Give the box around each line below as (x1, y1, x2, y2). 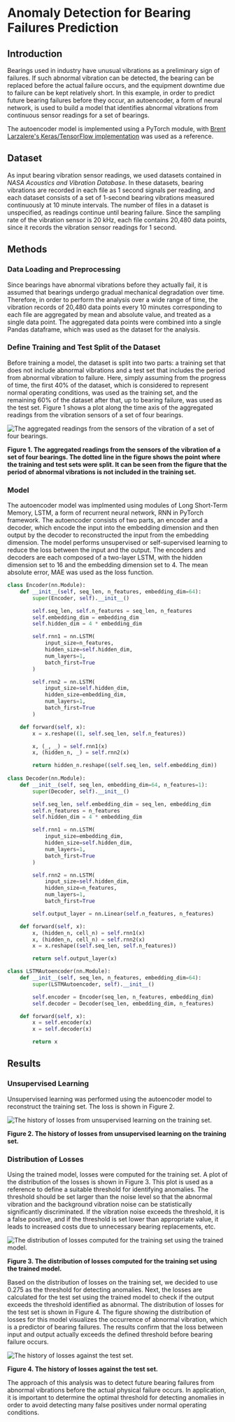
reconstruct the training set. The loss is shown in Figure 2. (7, 1102, 175, 1111)
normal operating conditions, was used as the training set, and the (7, 388, 198, 397)
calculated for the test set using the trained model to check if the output (7, 1293, 215, 1301)
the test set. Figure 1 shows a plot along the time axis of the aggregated (7, 403, 213, 412)
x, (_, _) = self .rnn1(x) (32, 743, 108, 750)
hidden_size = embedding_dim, (44, 691, 127, 698)
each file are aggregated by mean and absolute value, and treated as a (7, 310, 211, 318)
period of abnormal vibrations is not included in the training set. (7, 468, 197, 476)
